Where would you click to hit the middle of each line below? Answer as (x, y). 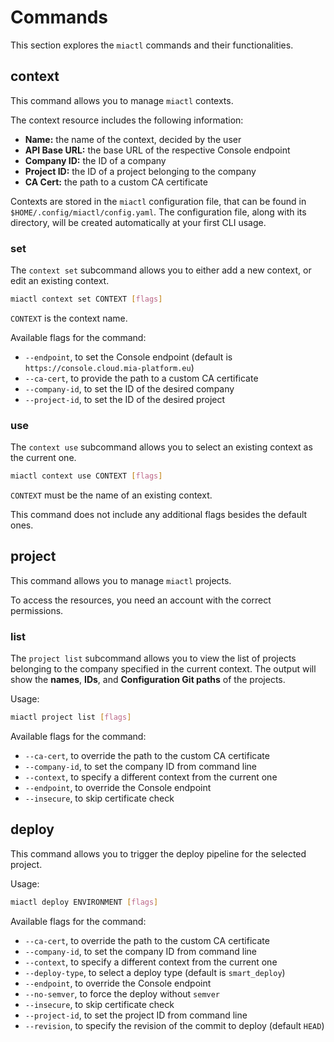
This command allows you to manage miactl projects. (121, 580)
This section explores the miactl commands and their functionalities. (152, 45)
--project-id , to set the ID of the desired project (125, 399)
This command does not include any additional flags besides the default (159, 515)
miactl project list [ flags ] (71, 717)
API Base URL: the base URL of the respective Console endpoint (157, 150)
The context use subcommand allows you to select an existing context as (161, 447)
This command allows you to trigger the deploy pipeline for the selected (158, 853)
